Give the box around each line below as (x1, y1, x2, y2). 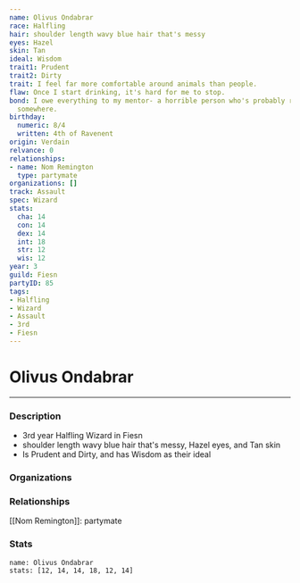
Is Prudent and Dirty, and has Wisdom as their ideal (21, 449, 212, 460)
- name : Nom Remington (9, 162, 94, 171)
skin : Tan (9, 46, 46, 55)
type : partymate (17, 171, 78, 179)
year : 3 (9, 262, 38, 271)
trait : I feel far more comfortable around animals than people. (9, 79, 257, 88)
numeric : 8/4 (17, 121, 66, 130)
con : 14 (17, 221, 46, 229)
